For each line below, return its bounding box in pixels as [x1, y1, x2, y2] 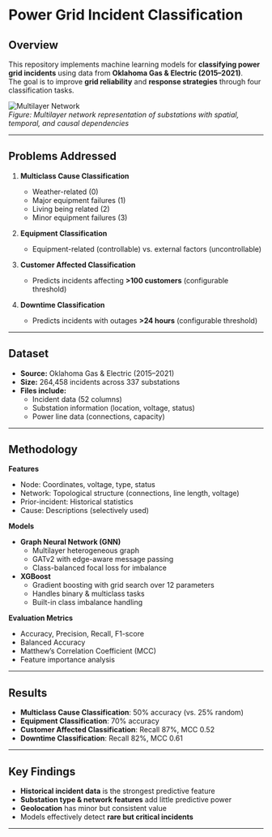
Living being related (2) [32, 204, 111, 214]
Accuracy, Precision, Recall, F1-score [19, 629, 144, 639]
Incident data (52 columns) [32, 394, 123, 403]
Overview [8, 38, 59, 52]
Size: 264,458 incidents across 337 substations [19, 377, 181, 386]
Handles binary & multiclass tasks [32, 589, 145, 598]
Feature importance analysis [19, 655, 116, 665]
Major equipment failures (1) [32, 195, 126, 205]
